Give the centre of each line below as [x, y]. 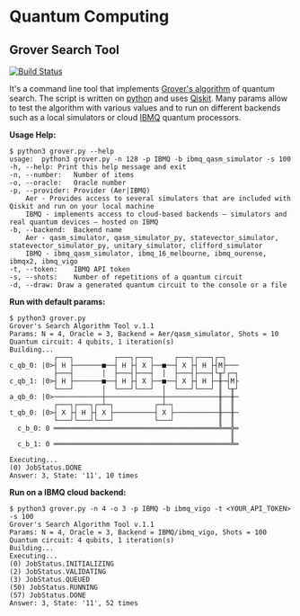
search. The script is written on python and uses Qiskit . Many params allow [149, 98]
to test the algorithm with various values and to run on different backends [145, 108]
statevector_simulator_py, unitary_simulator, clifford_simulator [136, 246]
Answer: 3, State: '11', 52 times [74, 603]
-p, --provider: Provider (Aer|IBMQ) [80, 191]
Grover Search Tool [64, 50]
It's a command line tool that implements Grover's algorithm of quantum [142, 89]
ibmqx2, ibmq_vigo [44, 262]
